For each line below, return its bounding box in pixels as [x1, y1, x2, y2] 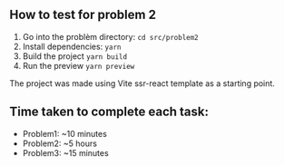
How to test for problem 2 [9, 7, 157, 23]
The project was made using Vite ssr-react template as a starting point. [9, 77, 275, 89]
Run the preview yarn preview [22, 60, 135, 71]
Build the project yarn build [22, 50, 128, 62]
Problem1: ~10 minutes [22, 128, 107, 139]
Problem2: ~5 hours [22, 138, 98, 149]
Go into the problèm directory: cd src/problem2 [22, 31, 200, 42]
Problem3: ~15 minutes [22, 147, 109, 158]
